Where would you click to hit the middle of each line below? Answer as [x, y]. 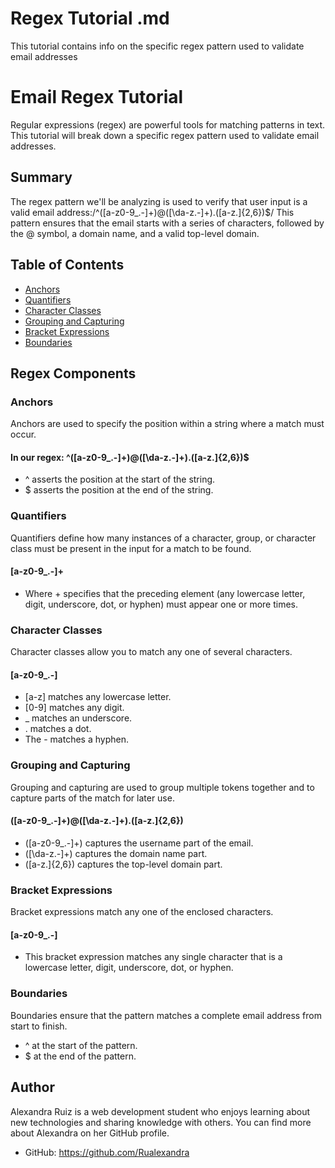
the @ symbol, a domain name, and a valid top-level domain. [135, 233]
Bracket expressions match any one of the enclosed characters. [142, 912]
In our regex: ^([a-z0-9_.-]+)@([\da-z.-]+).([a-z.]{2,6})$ [130, 457]
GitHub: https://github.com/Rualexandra [107, 1152]
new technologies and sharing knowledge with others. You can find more [161, 1122]
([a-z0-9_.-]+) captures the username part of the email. [139, 843]
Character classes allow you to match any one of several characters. [151, 652]
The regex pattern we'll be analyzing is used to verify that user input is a [159, 201]
